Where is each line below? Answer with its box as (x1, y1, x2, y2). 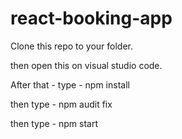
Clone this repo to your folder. (10, 40, 134, 52)
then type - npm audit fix (10, 98, 113, 110)
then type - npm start (10, 117, 99, 129)
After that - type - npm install (10, 78, 130, 91)
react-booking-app (10, 7, 173, 30)
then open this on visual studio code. (10, 59, 163, 71)
